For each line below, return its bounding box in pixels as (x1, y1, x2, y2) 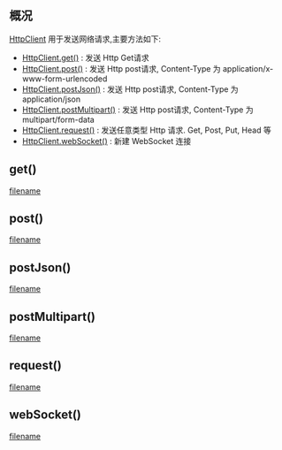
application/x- (222, 63, 274, 73)
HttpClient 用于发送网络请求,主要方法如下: (9, 34, 162, 44)
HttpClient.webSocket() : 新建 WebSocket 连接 (21, 135, 192, 146)
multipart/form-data (21, 114, 95, 125)
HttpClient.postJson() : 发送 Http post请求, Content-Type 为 (21, 83, 239, 95)
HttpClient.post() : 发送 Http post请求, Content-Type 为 (21, 63, 221, 73)
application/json (21, 94, 81, 104)
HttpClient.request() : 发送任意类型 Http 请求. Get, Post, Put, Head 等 (21, 125, 271, 135)
